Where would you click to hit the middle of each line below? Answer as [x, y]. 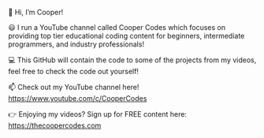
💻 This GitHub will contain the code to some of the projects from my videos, [132, 60]
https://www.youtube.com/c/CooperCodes [78, 98]
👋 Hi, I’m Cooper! [36, 12]
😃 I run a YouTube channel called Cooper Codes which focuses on [117, 27]
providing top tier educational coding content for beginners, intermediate [126, 36]
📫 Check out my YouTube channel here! [74, 87]
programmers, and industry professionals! [76, 44]
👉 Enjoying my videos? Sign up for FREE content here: [98, 114]
